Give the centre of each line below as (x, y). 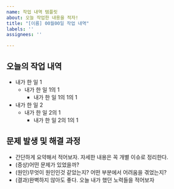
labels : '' (20, 29)
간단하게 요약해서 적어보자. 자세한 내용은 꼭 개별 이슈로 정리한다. (92, 157)
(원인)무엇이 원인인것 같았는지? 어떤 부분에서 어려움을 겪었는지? (91, 172)
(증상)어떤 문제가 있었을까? (47, 165)
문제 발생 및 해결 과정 (43, 141)
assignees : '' (24, 35)
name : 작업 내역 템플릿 (32, 12)
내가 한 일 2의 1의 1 (56, 120)
